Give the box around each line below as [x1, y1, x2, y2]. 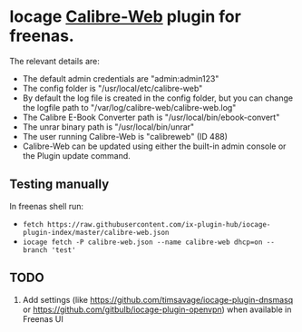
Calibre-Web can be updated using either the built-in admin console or [22, 141, 287, 151]
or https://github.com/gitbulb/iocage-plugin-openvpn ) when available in [22, 304, 292, 315]
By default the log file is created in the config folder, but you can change [22, 93, 293, 103]
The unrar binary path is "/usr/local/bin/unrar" [22, 121, 195, 132]
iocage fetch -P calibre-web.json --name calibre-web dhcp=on [22, 238, 263, 247]
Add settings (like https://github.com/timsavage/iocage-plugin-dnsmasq [22, 294, 294, 305]
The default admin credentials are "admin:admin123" [22, 73, 219, 83]
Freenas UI [22, 313, 63, 324]
